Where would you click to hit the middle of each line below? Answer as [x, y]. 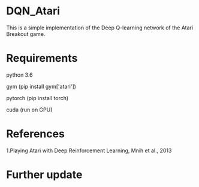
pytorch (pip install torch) [37, 98]
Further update [44, 174]
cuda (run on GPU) [29, 110]
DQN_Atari [33, 11]
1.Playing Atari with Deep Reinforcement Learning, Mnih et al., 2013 [89, 150]
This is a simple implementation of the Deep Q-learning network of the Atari [100, 28]
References [35, 134]
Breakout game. [26, 34]
